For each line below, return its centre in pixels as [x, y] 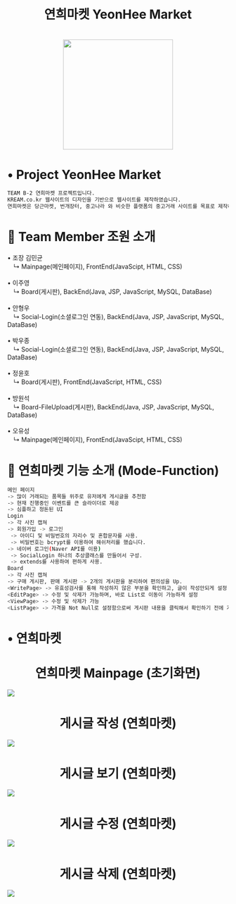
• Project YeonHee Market [84, 174]
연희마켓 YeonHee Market [118, 14]
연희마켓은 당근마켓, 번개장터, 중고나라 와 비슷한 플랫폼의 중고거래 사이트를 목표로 [111, 206]
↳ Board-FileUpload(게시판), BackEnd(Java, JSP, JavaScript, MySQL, [113, 407]
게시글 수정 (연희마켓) [118, 823]
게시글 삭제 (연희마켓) [118, 874]
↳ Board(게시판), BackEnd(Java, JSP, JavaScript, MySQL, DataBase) [112, 291]
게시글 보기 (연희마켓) [118, 773]
